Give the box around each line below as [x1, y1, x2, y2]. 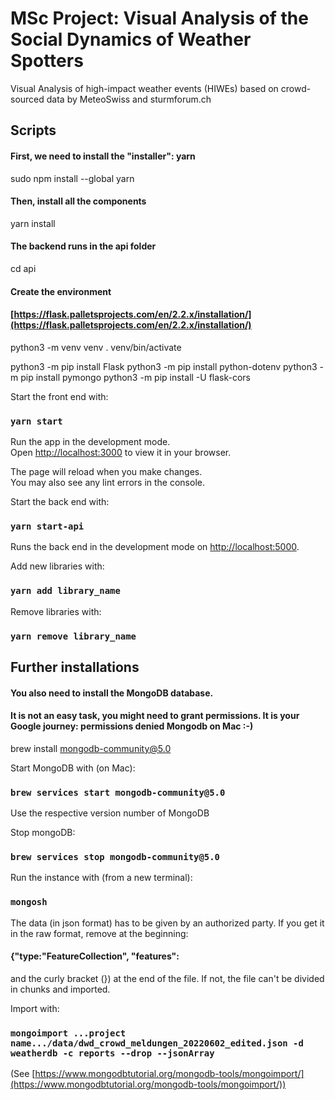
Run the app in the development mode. [10, 436, 171, 448]
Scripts [10, 122, 57, 139]
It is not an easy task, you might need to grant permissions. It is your [10, 710, 300, 722]
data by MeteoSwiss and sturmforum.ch [46, 93, 212, 105]
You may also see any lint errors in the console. [10, 477, 205, 489]
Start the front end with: [10, 390, 109, 402]
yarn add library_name [10, 585, 121, 597]
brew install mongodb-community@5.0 [10, 742, 172, 754]
